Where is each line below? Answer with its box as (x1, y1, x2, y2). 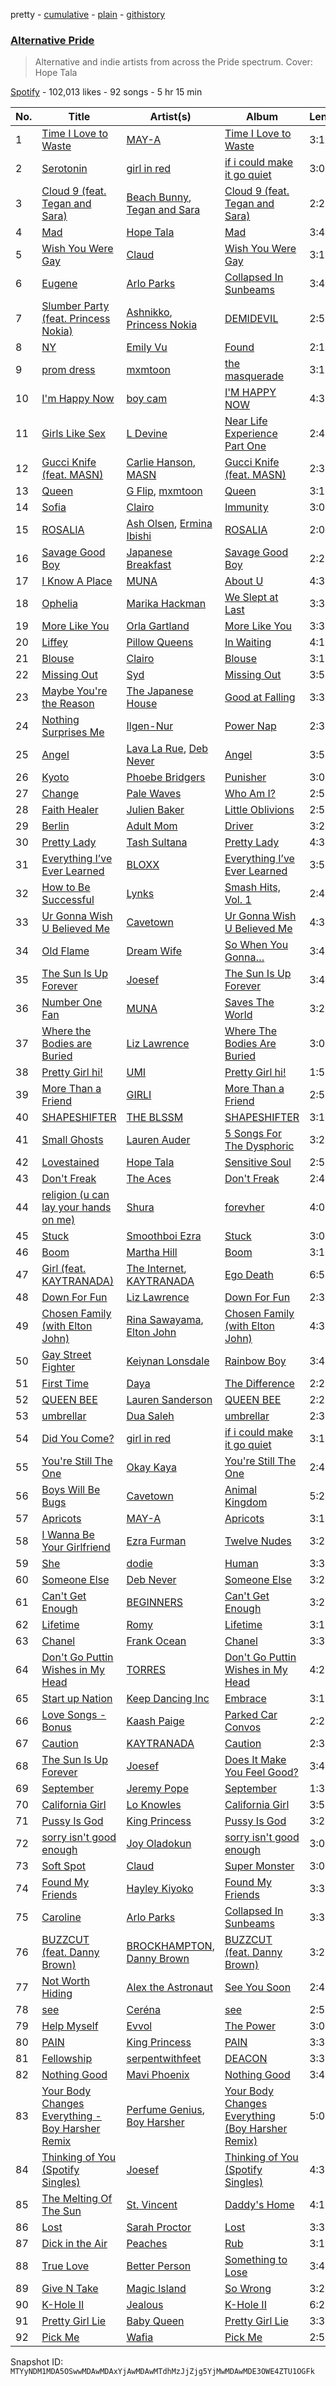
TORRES (126, 1663, 167, 1677)
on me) (41, 1213, 76, 1227)
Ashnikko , (126, 305, 173, 319)
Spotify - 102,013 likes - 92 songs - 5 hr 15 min (10, 86, 203, 98)
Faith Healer (41, 803, 99, 817)
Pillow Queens (126, 635, 194, 649)
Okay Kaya (126, 1460, 177, 1474)
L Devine (126, 427, 168, 441)
